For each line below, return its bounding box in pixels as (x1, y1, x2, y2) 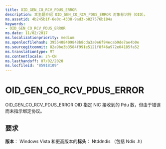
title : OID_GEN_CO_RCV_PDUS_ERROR (5, 7, 77, 12)
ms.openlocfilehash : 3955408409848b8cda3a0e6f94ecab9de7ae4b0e (5, 40, 140, 45)
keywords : (5, 21, 26, 26)
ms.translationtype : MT (5, 49, 55, 54)
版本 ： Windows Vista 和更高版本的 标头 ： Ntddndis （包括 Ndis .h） (5, 138, 145, 144)
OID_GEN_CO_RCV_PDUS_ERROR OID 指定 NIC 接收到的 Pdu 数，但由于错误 (5, 102, 161, 108)
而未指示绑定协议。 (5, 108, 45, 114)
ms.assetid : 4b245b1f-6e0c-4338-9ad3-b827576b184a (5, 16, 113, 21)
